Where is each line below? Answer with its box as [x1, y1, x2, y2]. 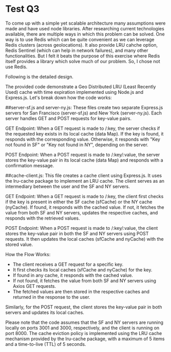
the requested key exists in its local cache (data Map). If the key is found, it [5, 130, 164, 136]
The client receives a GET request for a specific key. [12, 261, 124, 267]
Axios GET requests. [12, 283, 56, 289]
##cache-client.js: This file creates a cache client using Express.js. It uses [5, 172, 162, 179]
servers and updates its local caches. [5, 309, 85, 316]
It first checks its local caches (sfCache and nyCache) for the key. [12, 266, 153, 272]
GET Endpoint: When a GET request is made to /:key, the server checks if [5, 125, 160, 131]
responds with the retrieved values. [5, 215, 80, 221]
